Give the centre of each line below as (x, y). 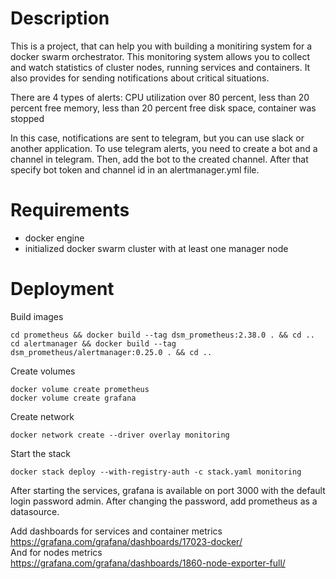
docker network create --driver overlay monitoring (120, 435)
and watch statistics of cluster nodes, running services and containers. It (160, 67)
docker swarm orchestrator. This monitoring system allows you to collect (160, 56)
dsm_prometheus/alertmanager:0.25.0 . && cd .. (111, 352)
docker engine (54, 238)
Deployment (62, 289)
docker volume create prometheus (80, 389)
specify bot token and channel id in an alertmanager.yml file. (135, 169)
